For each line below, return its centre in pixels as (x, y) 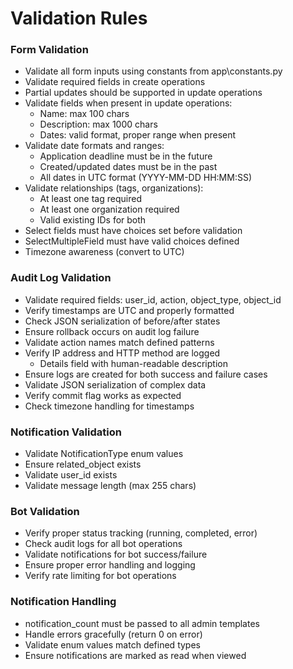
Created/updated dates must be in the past (128, 167)
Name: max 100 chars (84, 114)
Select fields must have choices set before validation (133, 231)
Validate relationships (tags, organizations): (114, 188)
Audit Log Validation (61, 278)
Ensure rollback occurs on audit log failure (112, 331)
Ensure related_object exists (83, 464)
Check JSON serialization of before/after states (122, 321)
